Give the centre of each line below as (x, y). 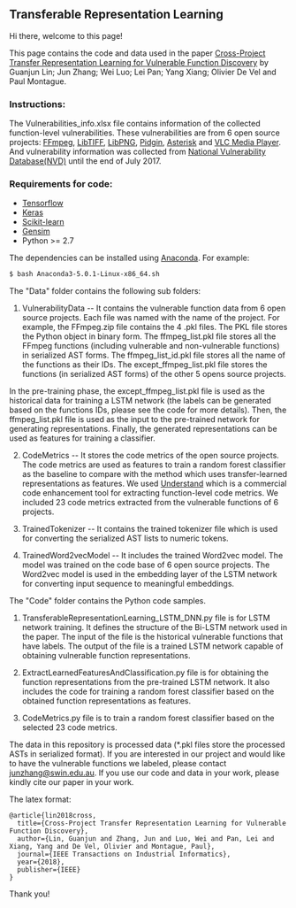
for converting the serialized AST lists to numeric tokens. (125, 538)
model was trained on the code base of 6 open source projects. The (146, 565)
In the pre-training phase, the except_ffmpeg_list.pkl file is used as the (137, 391)
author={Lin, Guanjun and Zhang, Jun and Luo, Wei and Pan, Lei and (146, 839)
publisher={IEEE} (49, 870)
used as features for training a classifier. (83, 438)
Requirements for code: (61, 184)
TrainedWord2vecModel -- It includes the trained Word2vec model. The (152, 556)
